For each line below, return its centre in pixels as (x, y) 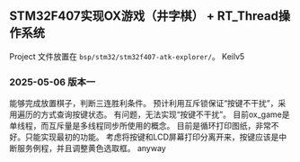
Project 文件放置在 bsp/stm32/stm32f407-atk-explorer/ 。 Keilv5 (127, 56)
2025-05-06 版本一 (53, 82)
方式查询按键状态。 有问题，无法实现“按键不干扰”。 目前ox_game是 (165, 114)
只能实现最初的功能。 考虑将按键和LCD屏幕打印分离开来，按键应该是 (152, 137)
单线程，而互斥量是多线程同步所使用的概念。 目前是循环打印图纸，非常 (140, 126)
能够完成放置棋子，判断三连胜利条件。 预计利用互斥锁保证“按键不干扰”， (144, 103)
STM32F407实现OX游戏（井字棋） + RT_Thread (144, 16)
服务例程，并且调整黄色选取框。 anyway (91, 148)
